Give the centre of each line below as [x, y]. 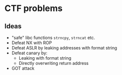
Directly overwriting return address [54, 63]
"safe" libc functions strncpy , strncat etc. [53, 37]
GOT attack [23, 68]
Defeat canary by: [30, 53]
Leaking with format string [45, 58]
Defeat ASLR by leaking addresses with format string [64, 48]
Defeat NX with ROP [31, 43]
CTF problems [34, 8]
